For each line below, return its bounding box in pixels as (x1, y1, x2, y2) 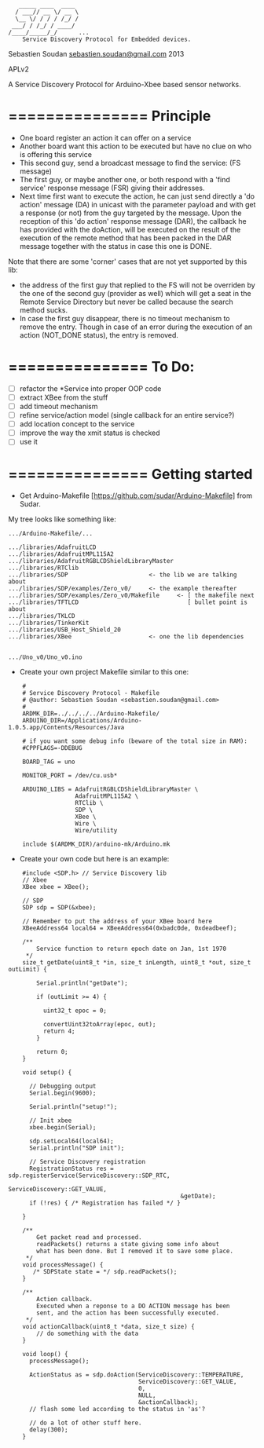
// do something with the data (36, 1329, 139, 1338)
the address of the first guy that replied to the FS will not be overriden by (19, 280, 255, 290)
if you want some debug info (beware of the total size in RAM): (28, 737, 247, 745)
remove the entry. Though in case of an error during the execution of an (19, 322, 253, 331)
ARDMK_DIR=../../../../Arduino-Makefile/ (22, 710, 159, 718)
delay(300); (28, 1426, 68, 1434)
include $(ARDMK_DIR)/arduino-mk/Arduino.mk (22, 840, 170, 849)
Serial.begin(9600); (28, 1089, 97, 1097)
